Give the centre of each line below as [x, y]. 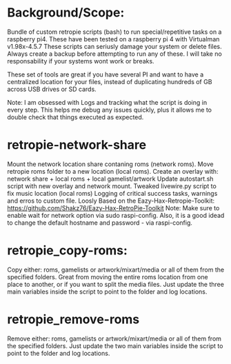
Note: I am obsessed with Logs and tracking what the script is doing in [107, 102]
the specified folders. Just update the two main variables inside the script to [115, 345]
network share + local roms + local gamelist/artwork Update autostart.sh [110, 179]
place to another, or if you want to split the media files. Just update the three [115, 284]
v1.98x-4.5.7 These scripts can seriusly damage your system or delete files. [114, 46]
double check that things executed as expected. [76, 117]
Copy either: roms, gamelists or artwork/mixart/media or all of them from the [116, 270]
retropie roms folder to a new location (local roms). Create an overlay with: [113, 171]
